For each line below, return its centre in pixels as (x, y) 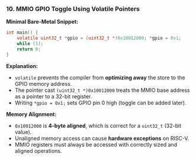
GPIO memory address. (43, 84)
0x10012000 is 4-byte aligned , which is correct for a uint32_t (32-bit (98, 126)
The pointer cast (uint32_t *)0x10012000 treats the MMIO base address (102, 90)
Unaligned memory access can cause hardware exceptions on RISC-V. (102, 138)
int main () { (22, 33)
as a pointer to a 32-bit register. (53, 96)
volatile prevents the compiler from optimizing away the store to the (100, 77)
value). (23, 132)
